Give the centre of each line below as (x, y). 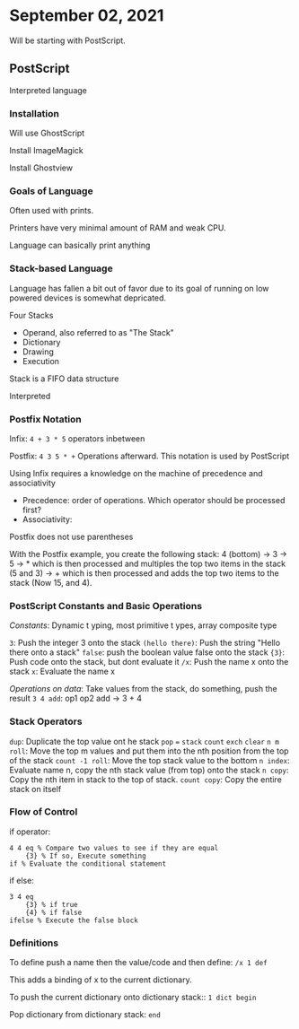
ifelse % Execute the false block (74, 920)
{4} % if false (54, 912)
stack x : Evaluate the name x (62, 671)
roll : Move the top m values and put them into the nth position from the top (149, 751)
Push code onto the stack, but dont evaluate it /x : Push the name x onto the (149, 662)
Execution (41, 361)
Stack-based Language (62, 268)
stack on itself (35, 789)
